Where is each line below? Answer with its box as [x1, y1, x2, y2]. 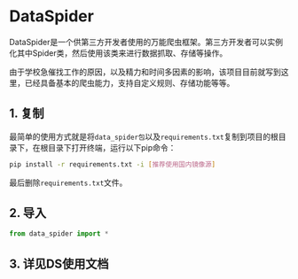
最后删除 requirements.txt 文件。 [9, 177, 128, 188]
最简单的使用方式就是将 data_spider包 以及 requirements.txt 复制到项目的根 [9, 131, 279, 142]
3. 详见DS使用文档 [9, 256, 109, 271]
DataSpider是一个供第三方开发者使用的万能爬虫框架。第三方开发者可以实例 [9, 36, 284, 47]
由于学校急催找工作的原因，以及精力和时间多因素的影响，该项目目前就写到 [9, 66, 281, 77]
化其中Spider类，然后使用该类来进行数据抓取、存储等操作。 [9, 47, 228, 58]
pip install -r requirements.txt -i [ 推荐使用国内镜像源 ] [9, 159, 216, 169]
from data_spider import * [9, 229, 109, 238]
